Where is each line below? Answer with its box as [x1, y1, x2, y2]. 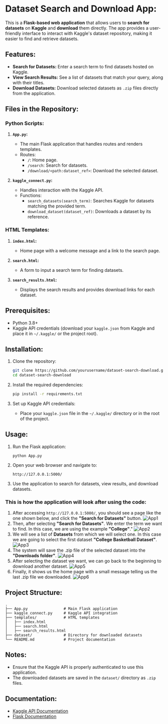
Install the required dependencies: [12, 382, 84, 388]
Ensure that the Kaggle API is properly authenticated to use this [12, 664, 144, 670]
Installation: [5, 345, 44, 353]
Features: [5, 50, 36, 59]
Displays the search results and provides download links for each [20, 286, 155, 292]
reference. [27, 214, 49, 220]
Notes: [5, 651, 27, 659]
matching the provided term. [27, 203, 87, 209]
